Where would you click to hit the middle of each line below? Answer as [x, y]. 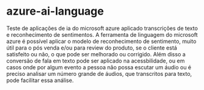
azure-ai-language [55, 11]
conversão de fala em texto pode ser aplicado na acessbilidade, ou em [96, 61]
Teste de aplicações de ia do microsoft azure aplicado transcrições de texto [102, 28]
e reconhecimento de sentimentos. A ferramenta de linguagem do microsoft [102, 34]
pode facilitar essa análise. [40, 80]
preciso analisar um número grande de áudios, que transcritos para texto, [99, 73]
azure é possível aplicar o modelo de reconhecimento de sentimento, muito [101, 41]
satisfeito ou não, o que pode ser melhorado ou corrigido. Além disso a [96, 54]
